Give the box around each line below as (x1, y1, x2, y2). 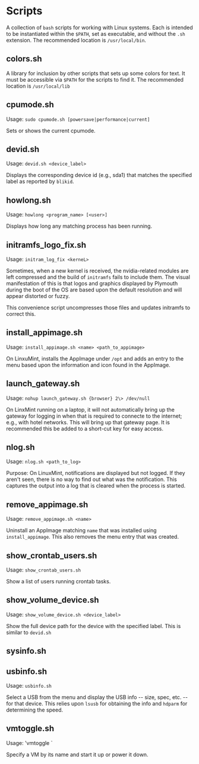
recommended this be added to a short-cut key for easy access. (6, 425, 164, 432)
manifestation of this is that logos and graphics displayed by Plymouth (6, 280, 178, 287)
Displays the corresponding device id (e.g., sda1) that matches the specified (6, 172, 192, 179)
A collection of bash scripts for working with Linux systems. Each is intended (6, 24, 193, 31)
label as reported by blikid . (6, 178, 74, 185)
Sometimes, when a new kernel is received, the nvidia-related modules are (6, 267, 189, 274)
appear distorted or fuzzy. (6, 293, 70, 299)
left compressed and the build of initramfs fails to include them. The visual (6, 274, 190, 281)
